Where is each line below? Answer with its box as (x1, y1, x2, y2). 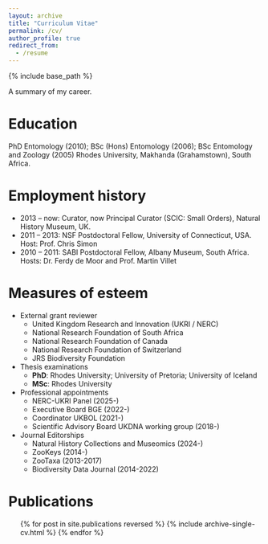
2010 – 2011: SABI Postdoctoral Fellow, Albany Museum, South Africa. (19, 247, 250, 257)
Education (8, 115, 78, 133)
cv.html (19, 527, 45, 537)
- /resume (15, 49, 48, 57)
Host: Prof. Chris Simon (19, 239, 98, 248)
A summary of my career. (8, 87, 92, 96)
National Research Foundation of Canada (31, 336, 169, 346)
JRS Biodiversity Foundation (31, 353, 126, 362)
